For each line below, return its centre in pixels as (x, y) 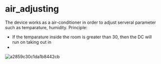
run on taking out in (32, 42)
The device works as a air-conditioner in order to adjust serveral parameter (80, 22)
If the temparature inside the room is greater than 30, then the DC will (82, 37)
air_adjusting (32, 9)
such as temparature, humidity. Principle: (46, 27)
